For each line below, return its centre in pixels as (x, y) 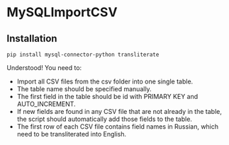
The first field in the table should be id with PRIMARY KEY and (107, 97)
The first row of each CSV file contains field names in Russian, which (118, 127)
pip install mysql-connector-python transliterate (83, 54)
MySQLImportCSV (62, 12)
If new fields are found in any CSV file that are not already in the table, (119, 111)
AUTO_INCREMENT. (46, 104)
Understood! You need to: (44, 68)
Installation (32, 39)
